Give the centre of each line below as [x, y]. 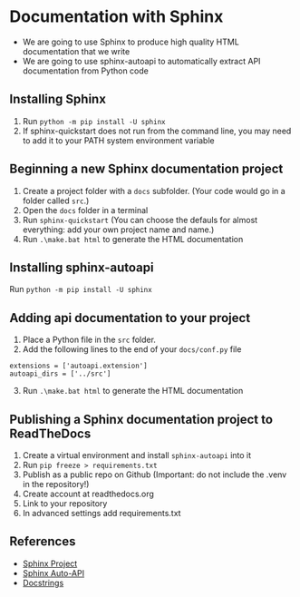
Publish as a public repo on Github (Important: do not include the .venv [155, 475]
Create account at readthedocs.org [88, 494]
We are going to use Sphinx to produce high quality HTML [131, 42]
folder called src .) [56, 201]
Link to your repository [65, 504]
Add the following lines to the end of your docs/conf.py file [132, 349]
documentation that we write [76, 51]
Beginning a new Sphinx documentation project [146, 169]
